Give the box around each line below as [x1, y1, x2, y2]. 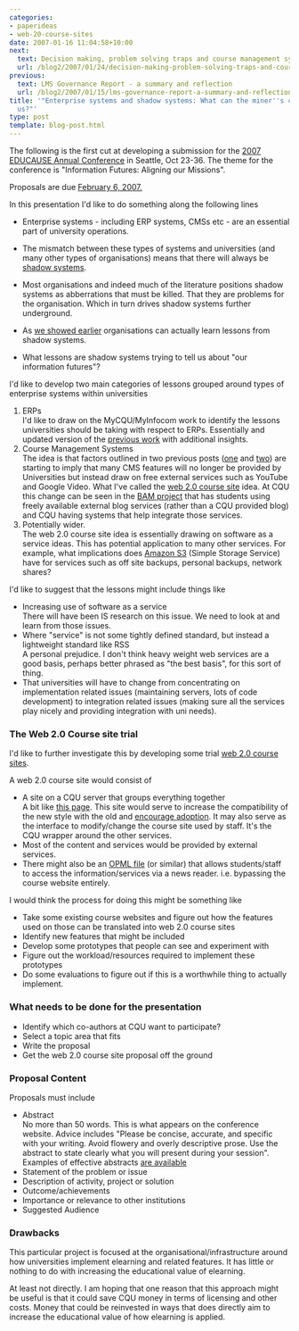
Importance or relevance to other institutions [21, 1194, 186, 1205]
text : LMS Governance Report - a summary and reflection [17, 79, 233, 88]
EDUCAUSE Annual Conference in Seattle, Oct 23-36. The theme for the [9, 155, 274, 165]
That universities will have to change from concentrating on [21, 678, 240, 687]
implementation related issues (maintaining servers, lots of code [21, 686, 258, 697]
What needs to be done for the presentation [9, 1001, 202, 1013]
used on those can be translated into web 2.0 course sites [21, 921, 236, 933]
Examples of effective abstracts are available [21, 1157, 187, 1168]
